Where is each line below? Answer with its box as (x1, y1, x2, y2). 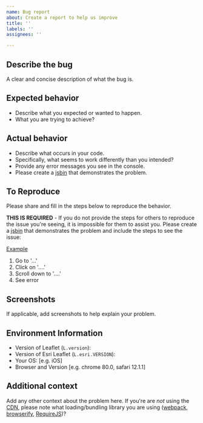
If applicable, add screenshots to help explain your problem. (6, 311, 156, 318)
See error (15, 277, 39, 284)
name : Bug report (6, 9, 50, 15)
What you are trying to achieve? (15, 115, 95, 123)
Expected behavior (6, 93, 79, 103)
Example (6, 246, 28, 253)
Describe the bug (6, 59, 73, 70)
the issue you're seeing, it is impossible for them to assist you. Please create (6, 221, 197, 228)
